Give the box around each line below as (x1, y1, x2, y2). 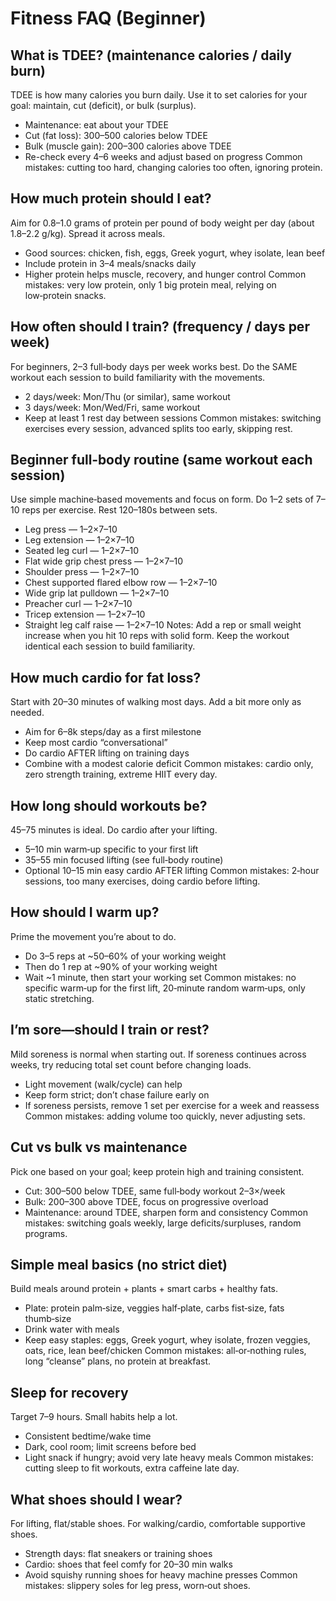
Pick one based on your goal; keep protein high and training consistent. (10, 1165, 305, 1177)
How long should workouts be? (10, 797, 208, 814)
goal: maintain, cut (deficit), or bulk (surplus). (10, 100, 197, 111)
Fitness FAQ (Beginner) (10, 7, 207, 30)
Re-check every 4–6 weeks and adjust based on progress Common (24, 151, 303, 162)
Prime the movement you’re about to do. (10, 930, 177, 942)
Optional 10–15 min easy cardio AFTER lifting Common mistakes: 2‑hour (24, 865, 320, 877)
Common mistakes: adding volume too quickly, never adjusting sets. (24, 1110, 306, 1122)
